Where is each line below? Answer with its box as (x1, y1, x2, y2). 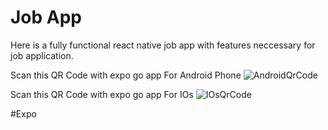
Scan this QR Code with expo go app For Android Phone (10, 69, 242, 81)
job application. (10, 49, 74, 61)
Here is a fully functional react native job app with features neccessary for (10, 39, 316, 51)
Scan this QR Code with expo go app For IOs (10, 88, 194, 100)
